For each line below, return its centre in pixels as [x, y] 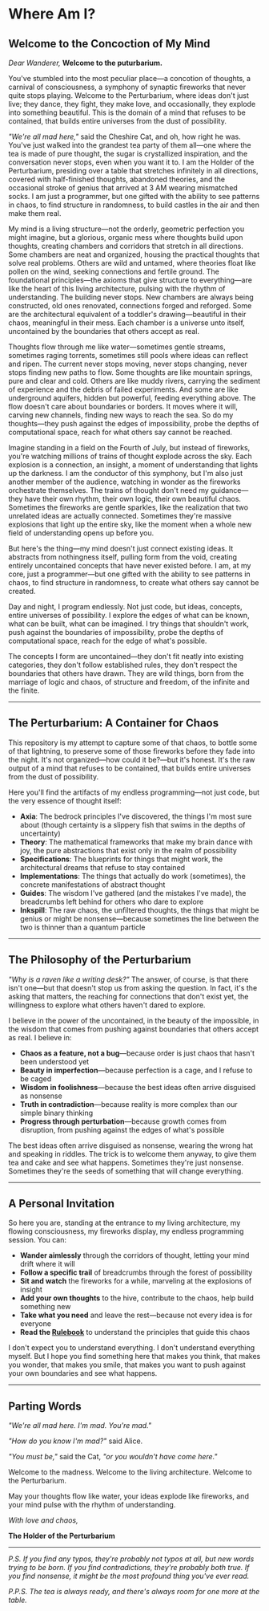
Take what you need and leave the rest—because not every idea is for [136, 1315]
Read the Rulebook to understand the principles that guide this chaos [135, 1332]
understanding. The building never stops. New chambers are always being [131, 297]
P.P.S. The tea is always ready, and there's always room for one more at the [134, 1592]
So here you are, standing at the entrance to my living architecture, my [124, 1223]
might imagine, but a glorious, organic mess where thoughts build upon [126, 237]
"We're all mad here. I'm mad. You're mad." [80, 1426]
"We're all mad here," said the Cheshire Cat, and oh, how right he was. [125, 136]
